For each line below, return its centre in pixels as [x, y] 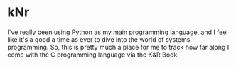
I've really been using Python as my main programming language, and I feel [118, 32]
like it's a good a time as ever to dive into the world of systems [99, 39]
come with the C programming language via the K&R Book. [93, 55]
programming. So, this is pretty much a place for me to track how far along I [118, 47]
